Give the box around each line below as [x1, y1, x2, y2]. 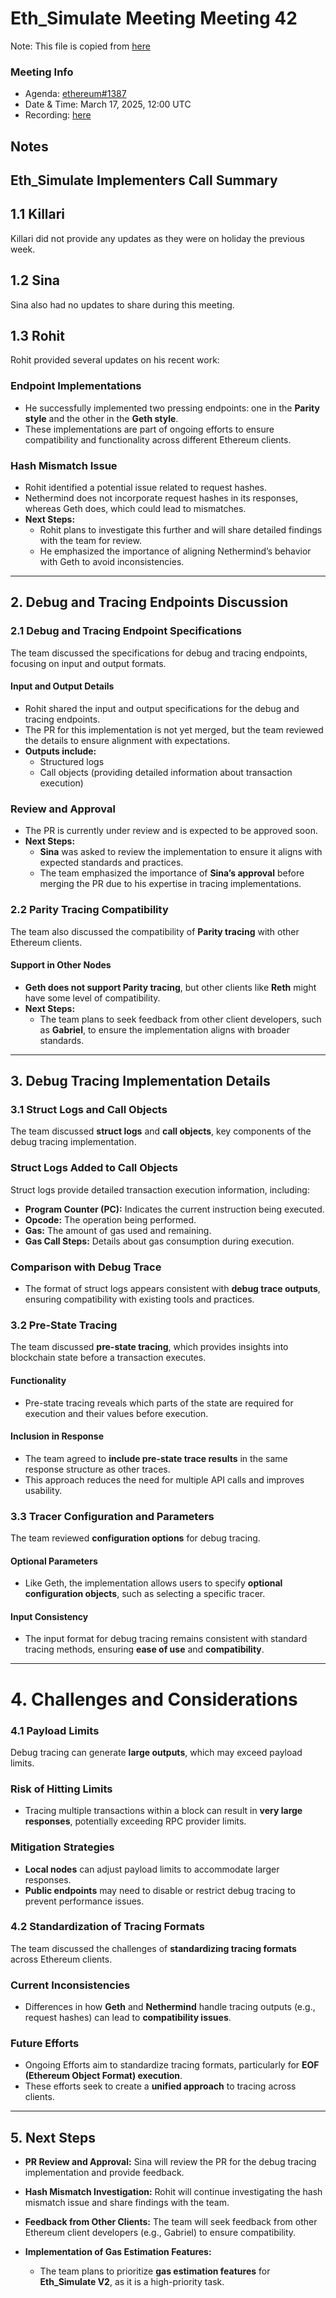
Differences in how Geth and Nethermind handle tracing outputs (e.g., [24, 2001, 316, 2013]
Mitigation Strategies [10, 1840, 115, 1854]
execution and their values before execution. [24, 1407, 209, 1419]
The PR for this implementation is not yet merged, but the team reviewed [24, 723, 324, 736]
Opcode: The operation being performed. [24, 1213, 197, 1226]
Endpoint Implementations [10, 379, 142, 393]
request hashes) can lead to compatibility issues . [24, 2012, 232, 2024]
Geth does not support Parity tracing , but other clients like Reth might [24, 981, 317, 993]
